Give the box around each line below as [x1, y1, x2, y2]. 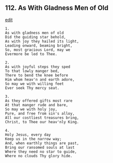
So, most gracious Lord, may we [5, 47, 70, 52]
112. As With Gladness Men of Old [5, 4, 109, 12]
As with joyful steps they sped [5, 64, 70, 69]
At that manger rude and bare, [5, 102, 68, 107]
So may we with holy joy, [5, 107, 57, 112]
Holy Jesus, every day [5, 132, 51, 137]
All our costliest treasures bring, [5, 115, 79, 120]
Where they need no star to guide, [5, 149, 77, 154]
